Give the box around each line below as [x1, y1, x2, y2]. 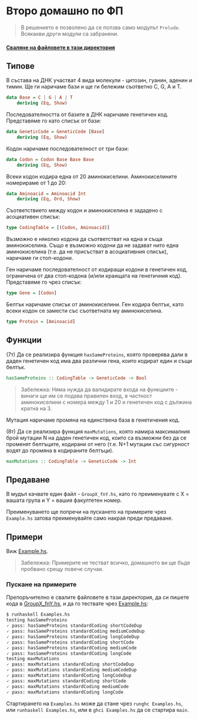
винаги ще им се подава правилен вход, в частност [20, 392, 152, 399]
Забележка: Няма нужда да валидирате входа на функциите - [20, 385, 178, 393]
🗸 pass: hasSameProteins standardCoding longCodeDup [6, 633, 140, 640]
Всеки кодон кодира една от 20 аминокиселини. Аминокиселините [6, 172, 177, 180]
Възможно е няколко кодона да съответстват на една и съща [6, 236, 163, 243]
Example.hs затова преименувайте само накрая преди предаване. [6, 514, 173, 522]
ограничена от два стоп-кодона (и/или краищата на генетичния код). [6, 272, 182, 280]
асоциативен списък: [6, 213, 60, 221]
